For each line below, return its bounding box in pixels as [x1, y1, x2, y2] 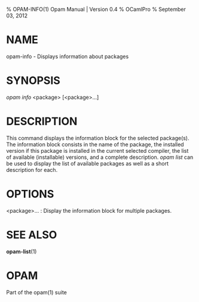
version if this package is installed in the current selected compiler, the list [6, 147, 189, 154]
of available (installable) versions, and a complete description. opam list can [6, 153, 194, 161]
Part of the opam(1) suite [6, 288, 68, 296]
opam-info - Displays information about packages [6, 53, 129, 60]
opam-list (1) [6, 247, 37, 255]
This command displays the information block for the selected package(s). [6, 134, 189, 141]
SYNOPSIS [6, 74, 61, 87]
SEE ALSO [6, 228, 57, 241]
